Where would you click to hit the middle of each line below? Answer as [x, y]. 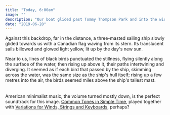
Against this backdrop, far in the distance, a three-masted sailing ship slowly [85, 38]
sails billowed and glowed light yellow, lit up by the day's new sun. [74, 49]
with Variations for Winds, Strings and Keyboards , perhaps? [68, 107]
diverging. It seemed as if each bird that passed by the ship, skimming [78, 70]
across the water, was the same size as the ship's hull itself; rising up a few [83, 75]
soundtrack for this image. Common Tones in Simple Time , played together [83, 102]
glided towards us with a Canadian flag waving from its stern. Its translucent [84, 44]
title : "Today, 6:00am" [30, 10]
